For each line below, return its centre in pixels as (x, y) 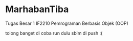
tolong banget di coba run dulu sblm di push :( (54, 33)
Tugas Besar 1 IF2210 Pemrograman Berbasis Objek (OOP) (67, 23)
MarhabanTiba (37, 9)
